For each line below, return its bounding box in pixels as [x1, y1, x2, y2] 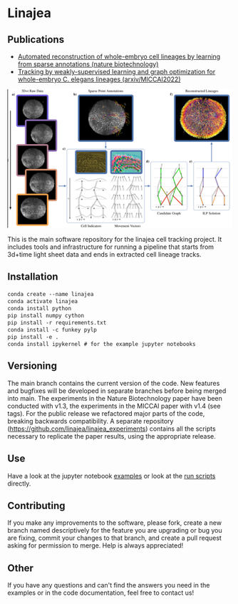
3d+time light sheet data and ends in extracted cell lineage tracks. [7, 250, 202, 259]
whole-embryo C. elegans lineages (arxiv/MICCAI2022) [17, 75, 181, 83]
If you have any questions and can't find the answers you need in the [7, 581, 210, 590]
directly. [7, 479, 31, 488]
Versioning [7, 360, 57, 372]
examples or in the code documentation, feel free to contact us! [7, 588, 195, 597]
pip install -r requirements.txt [7, 319, 107, 326]
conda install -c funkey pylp [7, 326, 98, 333]
